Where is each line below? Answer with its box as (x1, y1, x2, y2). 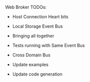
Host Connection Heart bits (12, 14, 69, 19)
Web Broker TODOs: (5, 4, 47, 10)
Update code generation (12, 71, 63, 77)
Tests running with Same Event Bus (12, 42, 85, 48)
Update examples (12, 62, 49, 67)
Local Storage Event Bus (12, 23, 63, 29)
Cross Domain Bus (12, 52, 51, 58)
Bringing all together (12, 33, 55, 39)
